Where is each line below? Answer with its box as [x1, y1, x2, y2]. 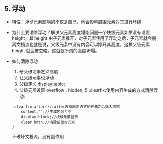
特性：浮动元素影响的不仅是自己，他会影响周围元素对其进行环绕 [11, 19, 141, 25]
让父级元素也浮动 [19, 74, 54, 80]
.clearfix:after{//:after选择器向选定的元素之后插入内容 [11, 104, 120, 109]
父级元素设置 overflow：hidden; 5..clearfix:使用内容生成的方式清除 [19, 87, 154, 93]
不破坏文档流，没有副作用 [11, 133, 64, 139]
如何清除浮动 [11, 58, 38, 64]
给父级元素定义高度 [19, 69, 59, 74]
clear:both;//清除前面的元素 [21, 120, 75, 125]
